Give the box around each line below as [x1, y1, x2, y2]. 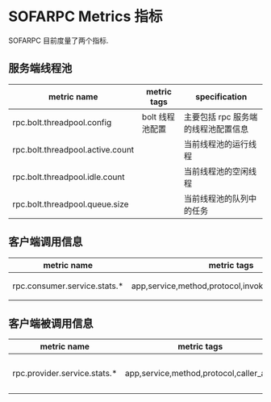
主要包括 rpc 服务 [183, 111, 250, 122]
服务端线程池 [8, 61, 73, 75]
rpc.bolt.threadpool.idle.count [12, 171, 125, 182]
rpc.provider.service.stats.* [12, 368, 118, 379]
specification [194, 90, 248, 102]
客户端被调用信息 [8, 316, 94, 330]
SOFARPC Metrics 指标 [8, 7, 163, 26]
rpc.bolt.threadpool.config [12, 116, 112, 128]
